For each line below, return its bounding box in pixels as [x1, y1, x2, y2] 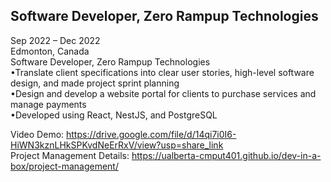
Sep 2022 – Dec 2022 [10, 34, 101, 46]
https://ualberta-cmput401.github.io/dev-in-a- [131, 149, 322, 161]
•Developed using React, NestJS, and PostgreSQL [10, 109, 218, 121]
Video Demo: [10, 128, 65, 140]
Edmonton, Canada [10, 45, 90, 57]
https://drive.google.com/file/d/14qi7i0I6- [66, 128, 237, 140]
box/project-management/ [10, 160, 119, 172]
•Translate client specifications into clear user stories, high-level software [10, 66, 315, 78]
